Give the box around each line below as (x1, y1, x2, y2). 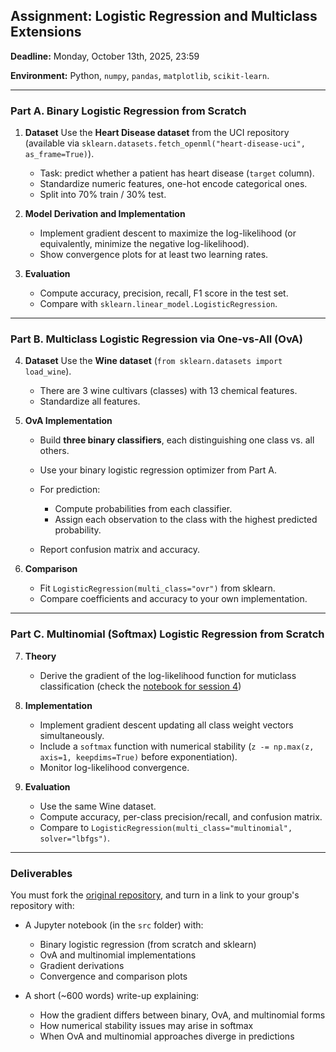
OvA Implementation (24, 415, 113, 427)
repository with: (10, 900, 75, 911)
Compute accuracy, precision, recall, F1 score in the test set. (39, 287, 289, 299)
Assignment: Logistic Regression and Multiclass (10, 8, 318, 25)
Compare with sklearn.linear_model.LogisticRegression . (39, 298, 278, 310)
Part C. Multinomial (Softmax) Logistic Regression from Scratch (10, 627, 325, 641)
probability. (54, 524, 102, 536)
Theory (24, 650, 57, 662)
